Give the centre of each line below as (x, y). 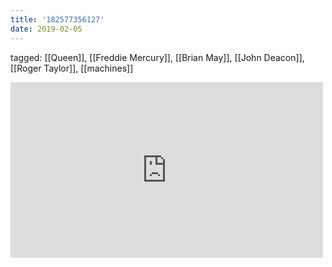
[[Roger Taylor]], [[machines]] (72, 68)
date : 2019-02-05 (46, 29)
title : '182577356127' (57, 19)
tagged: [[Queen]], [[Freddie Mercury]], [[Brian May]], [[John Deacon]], (157, 57)
